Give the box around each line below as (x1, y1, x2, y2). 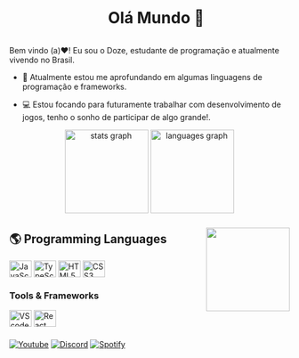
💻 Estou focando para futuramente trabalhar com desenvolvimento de (21, 99, 282, 110)
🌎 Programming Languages (9, 232, 167, 247)
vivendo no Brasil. (9, 54, 76, 65)
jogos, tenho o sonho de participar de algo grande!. (21, 111, 211, 122)
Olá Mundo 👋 (108, 8, 205, 28)
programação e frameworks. (21, 81, 127, 92)
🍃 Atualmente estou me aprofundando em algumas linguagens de (21, 71, 263, 82)
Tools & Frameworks (9, 289, 100, 302)
